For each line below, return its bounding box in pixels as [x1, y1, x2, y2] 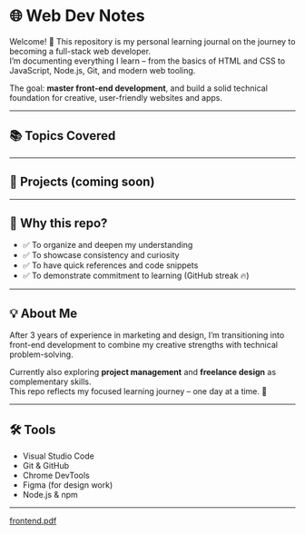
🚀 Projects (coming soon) [9, 174, 155, 190]
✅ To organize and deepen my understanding [22, 240, 193, 251]
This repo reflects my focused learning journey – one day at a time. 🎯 [9, 386, 268, 397]
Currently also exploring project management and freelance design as [9, 367, 277, 378]
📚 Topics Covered [9, 128, 116, 144]
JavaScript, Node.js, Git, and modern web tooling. [9, 64, 196, 75]
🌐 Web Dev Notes [9, 5, 145, 26]
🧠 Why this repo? [9, 215, 108, 231]
